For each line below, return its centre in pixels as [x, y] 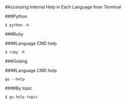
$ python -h [17, 25]
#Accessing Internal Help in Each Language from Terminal [63, 7]
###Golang [16, 61]
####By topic [19, 88]
